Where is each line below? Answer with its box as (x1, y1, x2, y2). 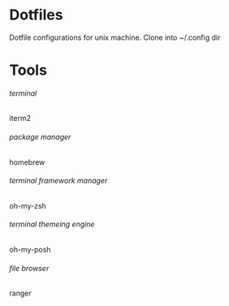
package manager (9, 131, 71, 141)
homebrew (9, 157, 45, 167)
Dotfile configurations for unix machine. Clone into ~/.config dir (9, 32, 221, 42)
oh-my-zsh (9, 200, 47, 210)
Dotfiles (9, 6, 63, 24)
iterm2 (9, 114, 32, 123)
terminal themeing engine (9, 219, 95, 229)
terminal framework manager (9, 176, 108, 186)
